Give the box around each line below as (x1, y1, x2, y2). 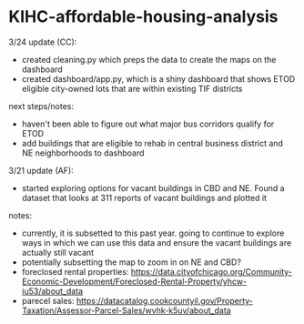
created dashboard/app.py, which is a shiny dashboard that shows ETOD (21, 73, 296, 84)
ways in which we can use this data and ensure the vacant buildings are (21, 237, 292, 248)
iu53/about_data (21, 285, 84, 297)
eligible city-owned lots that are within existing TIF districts (21, 83, 243, 94)
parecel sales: (21, 295, 75, 306)
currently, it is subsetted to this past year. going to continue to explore (21, 228, 285, 238)
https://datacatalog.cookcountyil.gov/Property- (76, 295, 254, 306)
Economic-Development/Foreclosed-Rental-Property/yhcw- (21, 276, 248, 287)
